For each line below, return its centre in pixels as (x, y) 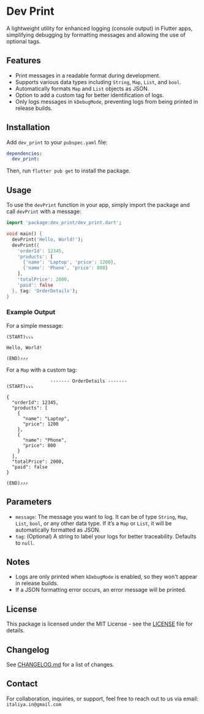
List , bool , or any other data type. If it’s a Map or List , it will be (93, 523)
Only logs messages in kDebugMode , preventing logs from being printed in (107, 101)
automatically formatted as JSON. (58, 530)
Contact (22, 684)
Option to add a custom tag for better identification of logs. (89, 95)
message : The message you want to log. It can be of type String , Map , (101, 516)
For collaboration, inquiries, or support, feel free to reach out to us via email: (102, 699)
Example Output (31, 312)
